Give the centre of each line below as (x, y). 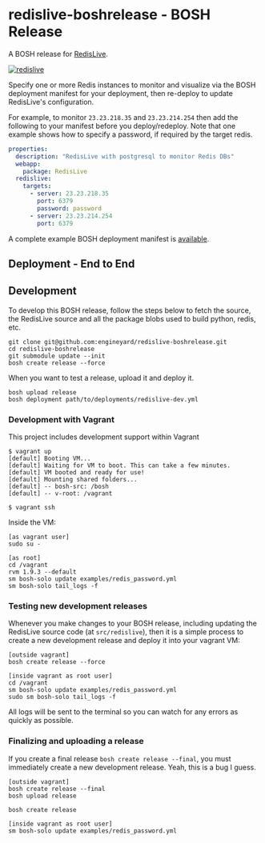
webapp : (28, 164)
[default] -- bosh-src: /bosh (59, 487)
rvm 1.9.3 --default (43, 572)
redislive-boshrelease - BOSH (109, 15)
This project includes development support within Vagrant (104, 437)
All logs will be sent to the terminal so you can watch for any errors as (123, 712)
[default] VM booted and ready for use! (77, 473)
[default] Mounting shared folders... (73, 480)
